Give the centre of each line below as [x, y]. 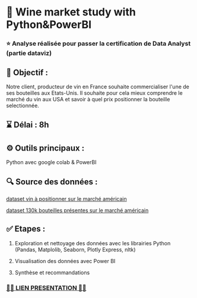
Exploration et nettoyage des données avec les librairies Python [93, 243]
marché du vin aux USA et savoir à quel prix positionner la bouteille [88, 99]
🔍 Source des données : [52, 182]
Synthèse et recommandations [52, 273]
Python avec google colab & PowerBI [51, 162]
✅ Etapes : [26, 229]
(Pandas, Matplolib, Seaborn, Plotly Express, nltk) [75, 249]
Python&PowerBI [49, 25]
